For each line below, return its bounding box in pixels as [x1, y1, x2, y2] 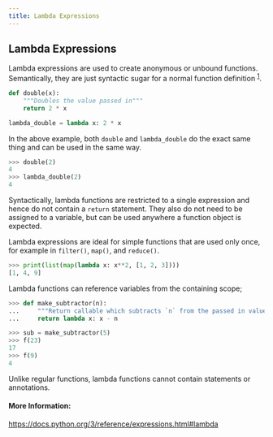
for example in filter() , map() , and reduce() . [8, 245, 160, 256]
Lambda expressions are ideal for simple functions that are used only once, [8, 237, 261, 247]
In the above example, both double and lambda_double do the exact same [8, 133, 251, 143]
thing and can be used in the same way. [8, 142, 142, 152]
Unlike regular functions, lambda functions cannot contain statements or [8, 374, 251, 383]
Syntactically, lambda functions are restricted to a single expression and [8, 196, 250, 206]
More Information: [8, 401, 71, 411]
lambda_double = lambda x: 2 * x [8, 119, 122, 127]
